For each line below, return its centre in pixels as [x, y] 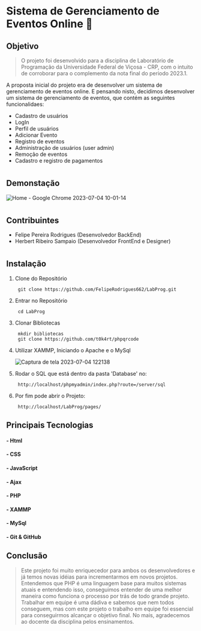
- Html [14, 440]
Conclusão [27, 556]
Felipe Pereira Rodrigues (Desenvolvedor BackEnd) [78, 235]
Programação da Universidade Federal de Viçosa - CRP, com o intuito [107, 67]
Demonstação [33, 183]
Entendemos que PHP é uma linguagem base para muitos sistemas [104, 583]
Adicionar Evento [36, 135]
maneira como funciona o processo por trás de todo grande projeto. [105, 596]
